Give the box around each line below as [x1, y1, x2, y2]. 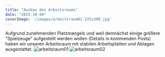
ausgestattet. [5, 46, 33, 52]
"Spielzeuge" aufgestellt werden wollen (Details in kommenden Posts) [5, 35, 151, 41]
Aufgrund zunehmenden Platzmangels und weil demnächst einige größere [5, 30, 160, 36]
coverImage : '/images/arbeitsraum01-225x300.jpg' [5, 16, 112, 21]
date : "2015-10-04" [5, 12, 47, 17]
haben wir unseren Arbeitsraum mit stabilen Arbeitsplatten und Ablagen [5, 41, 155, 47]
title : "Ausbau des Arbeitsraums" [5, 7, 78, 12]
